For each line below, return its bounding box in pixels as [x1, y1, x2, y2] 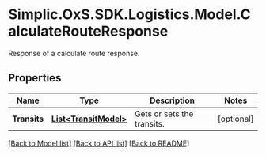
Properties [8, 71, 62, 85]
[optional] [217, 113, 254, 124]
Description [150, 95, 196, 106]
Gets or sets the [134, 108, 194, 119]
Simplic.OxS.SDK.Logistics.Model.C [8, 6, 251, 24]
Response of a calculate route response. [8, 48, 140, 58]
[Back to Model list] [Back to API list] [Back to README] [8, 138, 190, 148]
